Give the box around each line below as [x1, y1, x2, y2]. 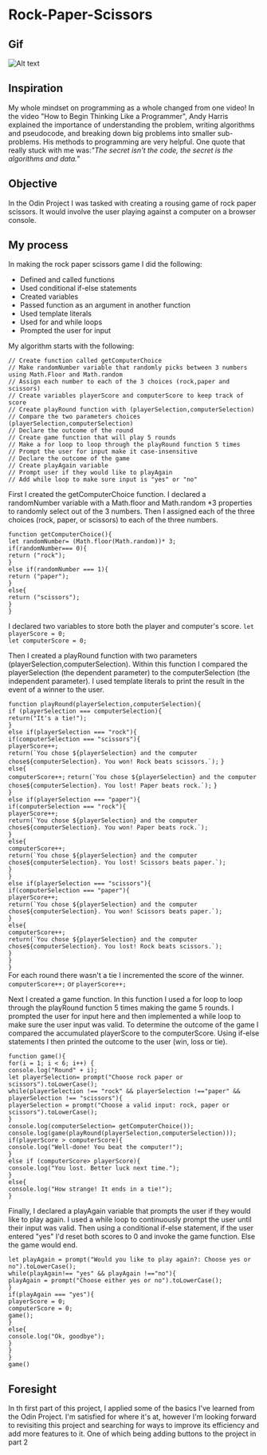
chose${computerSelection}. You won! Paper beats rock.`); [8, 824, 209, 832]
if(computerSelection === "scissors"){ [8, 735, 141, 744]
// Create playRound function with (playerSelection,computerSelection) [8, 406, 255, 414]
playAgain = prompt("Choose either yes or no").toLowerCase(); [8, 1277, 223, 1285]
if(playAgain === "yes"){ [8, 1290, 94, 1299]
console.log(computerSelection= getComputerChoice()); [8, 1123, 194, 1131]
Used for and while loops [19, 317, 103, 327]
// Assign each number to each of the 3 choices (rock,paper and [8, 378, 230, 386]
